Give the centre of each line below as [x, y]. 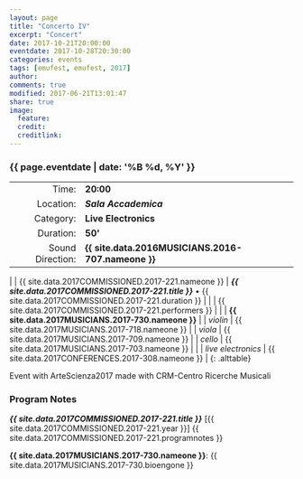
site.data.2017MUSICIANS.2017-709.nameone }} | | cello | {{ [121, 339]
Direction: [55, 259]
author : [24, 77]
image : [22, 110]
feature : [34, 118]
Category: [55, 219]
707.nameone [116, 259]
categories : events [46, 60]
